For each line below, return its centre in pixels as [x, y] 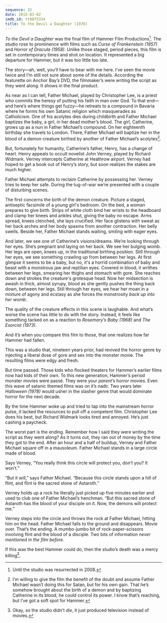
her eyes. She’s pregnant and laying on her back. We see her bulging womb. [83, 246]
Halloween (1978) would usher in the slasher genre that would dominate [79, 391]
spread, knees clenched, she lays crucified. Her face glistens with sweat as [83, 221]
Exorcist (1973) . [21, 325]
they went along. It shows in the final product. [52, 85]
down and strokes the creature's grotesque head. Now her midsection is [79, 278]
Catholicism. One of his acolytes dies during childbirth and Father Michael [81, 116]
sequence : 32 [19, 10]
